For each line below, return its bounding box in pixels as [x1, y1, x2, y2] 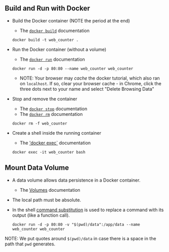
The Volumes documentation [19, 187, 80, 193]
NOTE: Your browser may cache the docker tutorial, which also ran [19, 75, 160, 81]
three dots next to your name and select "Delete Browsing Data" [19, 86, 155, 92]
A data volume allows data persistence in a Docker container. [12, 177, 140, 183]
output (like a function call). [12, 212, 70, 218]
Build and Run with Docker [5, 4, 90, 13]
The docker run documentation [19, 56, 85, 62]
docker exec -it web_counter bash [12, 149, 86, 155]
